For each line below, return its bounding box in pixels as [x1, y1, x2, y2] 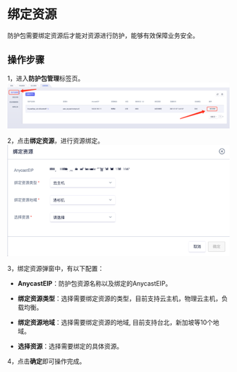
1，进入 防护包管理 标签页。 [7, 74, 85, 82]
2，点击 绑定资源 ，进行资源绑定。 [7, 136, 104, 145]
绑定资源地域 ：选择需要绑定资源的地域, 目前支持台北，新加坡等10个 [17, 318, 214, 326]
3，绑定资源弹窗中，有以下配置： [7, 264, 104, 272]
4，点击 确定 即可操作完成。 [7, 356, 86, 365]
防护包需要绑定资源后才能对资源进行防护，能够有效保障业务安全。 [7, 31, 199, 40]
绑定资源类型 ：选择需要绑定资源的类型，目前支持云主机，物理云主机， [17, 294, 222, 303]
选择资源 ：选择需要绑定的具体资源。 [17, 342, 123, 350]
